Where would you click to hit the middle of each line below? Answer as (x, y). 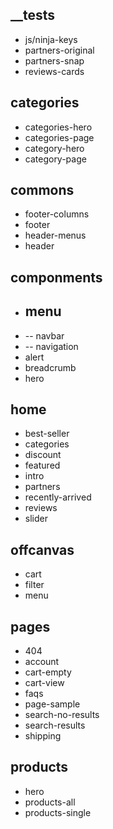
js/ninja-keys (51, 39)
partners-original (59, 50)
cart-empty (48, 672)
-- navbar (44, 335)
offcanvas (42, 549)
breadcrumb (50, 367)
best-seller (47, 434)
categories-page (59, 137)
